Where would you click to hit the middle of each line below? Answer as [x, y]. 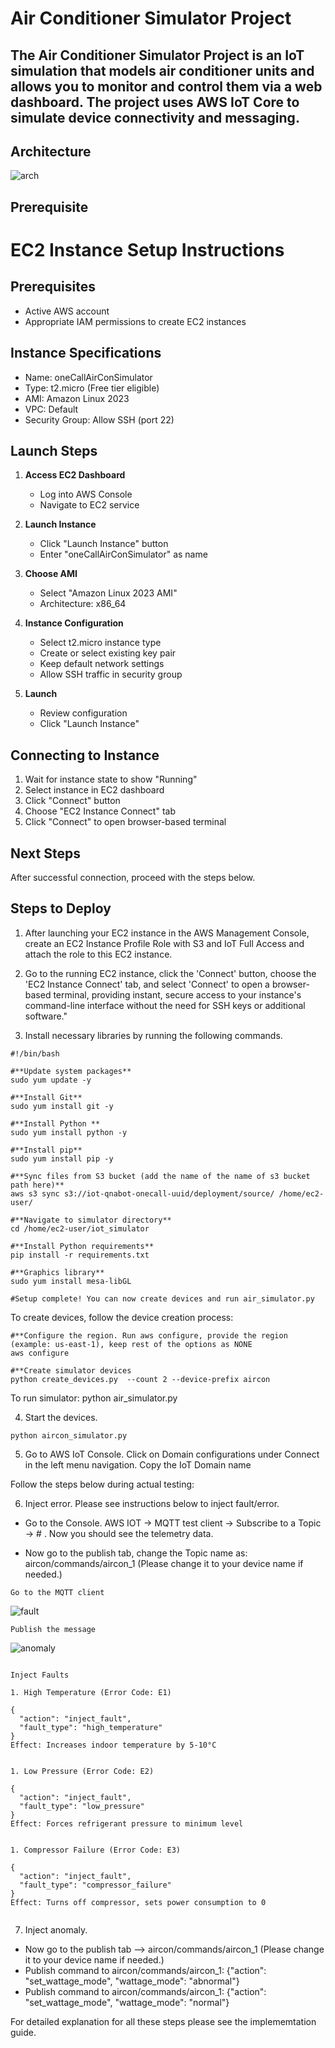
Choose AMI [51, 574]
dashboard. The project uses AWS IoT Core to [155, 102]
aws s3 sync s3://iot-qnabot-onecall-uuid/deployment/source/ [142, 1193]
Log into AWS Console [86, 494]
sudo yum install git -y [62, 1106]
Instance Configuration [74, 623]
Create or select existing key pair [108, 653]
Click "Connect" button [72, 801]
